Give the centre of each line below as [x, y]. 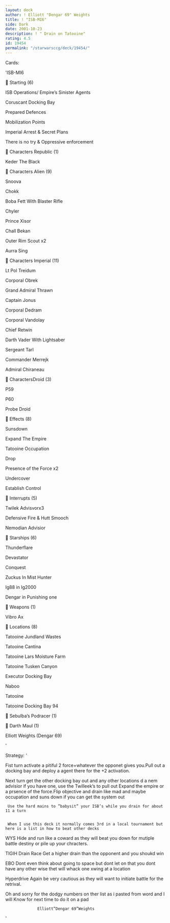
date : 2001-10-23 [24, 29]
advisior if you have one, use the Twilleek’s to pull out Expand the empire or [85, 786]
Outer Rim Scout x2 [26, 241]
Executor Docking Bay [29, 676]
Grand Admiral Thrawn [29, 290]
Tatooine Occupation [27, 448]
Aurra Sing [17, 250]
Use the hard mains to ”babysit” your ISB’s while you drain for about [85, 806]
